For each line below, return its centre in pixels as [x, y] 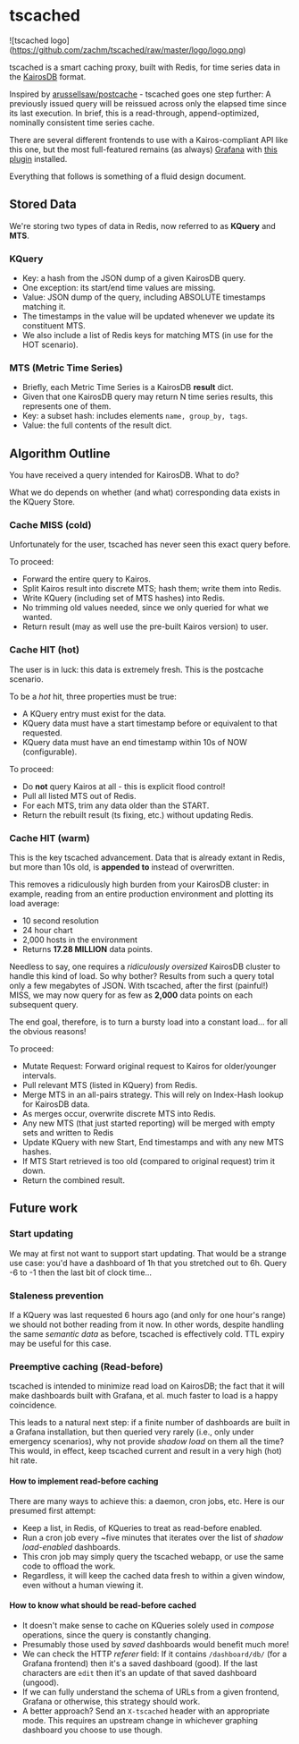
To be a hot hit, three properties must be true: [93, 696]
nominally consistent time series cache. [82, 123]
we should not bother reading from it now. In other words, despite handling [146, 1324]
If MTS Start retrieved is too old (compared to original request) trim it [148, 1161]
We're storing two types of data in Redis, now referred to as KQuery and [143, 225]
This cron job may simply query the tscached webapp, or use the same [153, 1556]
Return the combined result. [73, 1180]
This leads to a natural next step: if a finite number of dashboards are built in [149, 1423]
